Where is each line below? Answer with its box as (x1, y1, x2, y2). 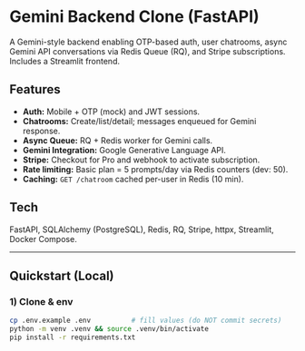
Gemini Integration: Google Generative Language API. (22, 144, 227, 155)
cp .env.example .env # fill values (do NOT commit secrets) (9, 316, 282, 326)
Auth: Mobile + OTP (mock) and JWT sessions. (22, 106, 201, 117)
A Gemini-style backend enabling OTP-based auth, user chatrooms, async (9, 36, 288, 47)
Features (9, 82, 61, 97)
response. (22, 125, 61, 136)
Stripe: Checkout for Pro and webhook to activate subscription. (22, 154, 261, 165)
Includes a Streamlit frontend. (9, 55, 121, 66)
